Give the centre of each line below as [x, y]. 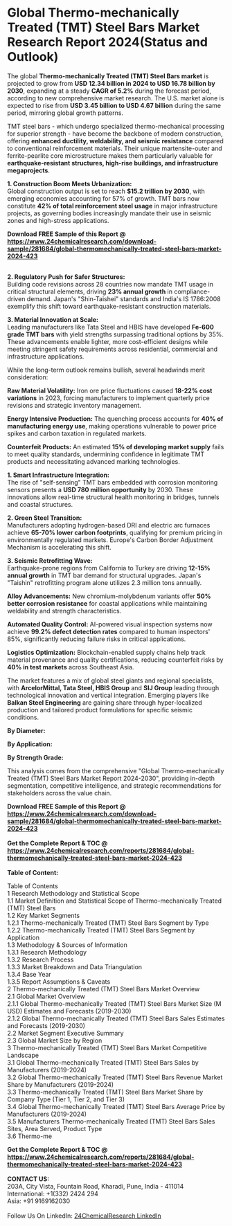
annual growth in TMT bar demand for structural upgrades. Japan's [104, 575]
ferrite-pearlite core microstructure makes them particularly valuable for [110, 155]
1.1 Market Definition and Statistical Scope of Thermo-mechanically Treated [115, 901]
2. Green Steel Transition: [45, 518]
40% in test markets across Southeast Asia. [71, 667]
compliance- [192, 291]
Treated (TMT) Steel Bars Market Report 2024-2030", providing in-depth [111, 778]
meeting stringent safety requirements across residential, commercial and [113, 349]
